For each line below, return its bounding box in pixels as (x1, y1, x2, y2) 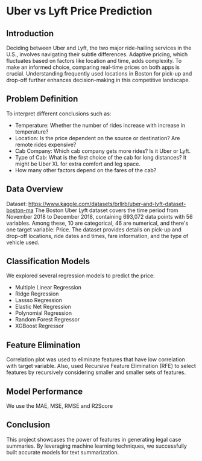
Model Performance (6, 386, 83, 396)
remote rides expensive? (14, 141, 77, 148)
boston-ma (6, 207, 34, 214)
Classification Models (6, 256, 90, 266)
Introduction (6, 28, 54, 39)
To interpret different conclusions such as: (6, 110, 112, 117)
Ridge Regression (14, 290, 59, 297)
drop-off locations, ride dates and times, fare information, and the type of (6, 232, 189, 239)
